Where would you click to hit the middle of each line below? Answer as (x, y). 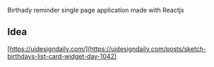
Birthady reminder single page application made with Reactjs (96, 10)
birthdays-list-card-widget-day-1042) (62, 56)
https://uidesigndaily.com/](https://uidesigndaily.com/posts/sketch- (108, 49)
